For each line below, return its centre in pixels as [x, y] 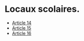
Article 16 [21, 33]
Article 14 [22, 23]
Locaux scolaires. [42, 9]
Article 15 [21, 28]
